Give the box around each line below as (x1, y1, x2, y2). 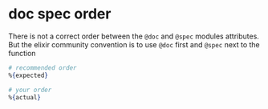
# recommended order (8, 63, 78, 72)
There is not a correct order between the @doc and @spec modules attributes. (8, 31, 259, 41)
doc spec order (8, 5, 112, 23)
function (8, 48, 36, 58)
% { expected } (8, 71, 48, 79)
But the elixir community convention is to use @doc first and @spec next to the (8, 39, 261, 49)
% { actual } (8, 93, 42, 101)
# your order (8, 86, 52, 94)
